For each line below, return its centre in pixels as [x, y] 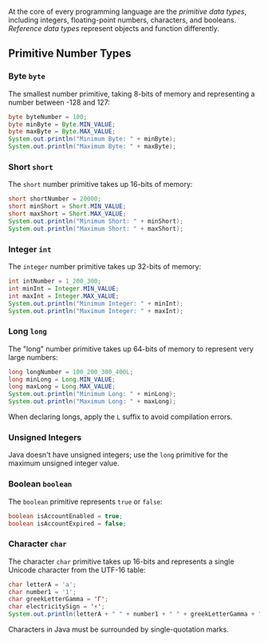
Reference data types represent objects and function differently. [114, 28]
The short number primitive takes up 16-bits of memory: [100, 184]
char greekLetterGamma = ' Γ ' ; [59, 599]
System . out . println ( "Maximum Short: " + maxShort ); [96, 228]
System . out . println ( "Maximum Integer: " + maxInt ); [96, 311]
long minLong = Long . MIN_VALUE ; [62, 379]
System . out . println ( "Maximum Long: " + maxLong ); [93, 402]
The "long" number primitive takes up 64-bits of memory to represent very [131, 349]
